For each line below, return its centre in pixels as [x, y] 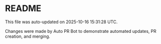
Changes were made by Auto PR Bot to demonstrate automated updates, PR [81, 31]
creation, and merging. [28, 36]
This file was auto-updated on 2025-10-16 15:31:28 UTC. [61, 22]
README [23, 8]
